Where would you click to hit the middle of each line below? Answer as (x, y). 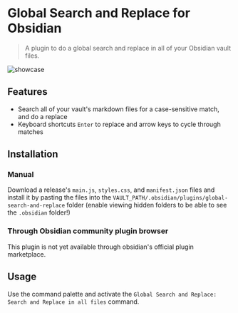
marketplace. (27, 254)
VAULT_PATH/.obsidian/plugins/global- (170, 198)
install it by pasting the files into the (59, 197)
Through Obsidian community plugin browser (88, 231)
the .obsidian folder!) (39, 212)
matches (31, 132)
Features (27, 92)
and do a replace (42, 116)
